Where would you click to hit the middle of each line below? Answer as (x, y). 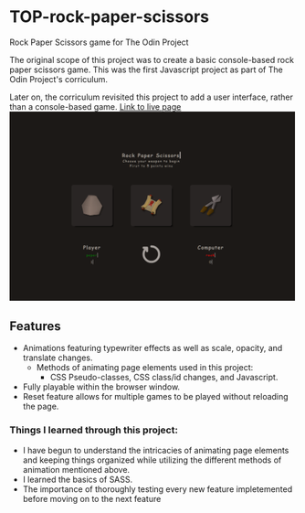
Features (35, 326)
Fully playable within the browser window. (101, 387)
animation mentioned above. (76, 469)
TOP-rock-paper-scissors (110, 17)
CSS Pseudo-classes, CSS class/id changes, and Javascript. (164, 378)
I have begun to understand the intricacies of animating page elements (156, 450)
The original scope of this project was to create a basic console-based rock (152, 59)
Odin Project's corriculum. (58, 79)
